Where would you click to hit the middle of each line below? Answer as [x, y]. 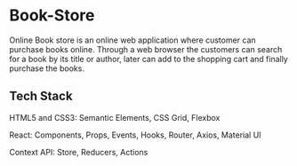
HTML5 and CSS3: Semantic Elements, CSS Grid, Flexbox [115, 117]
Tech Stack [41, 96]
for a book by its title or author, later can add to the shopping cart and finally [149, 59]
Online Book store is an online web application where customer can [132, 40]
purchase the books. [47, 68]
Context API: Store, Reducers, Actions [79, 152]
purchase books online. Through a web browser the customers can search [146, 49]
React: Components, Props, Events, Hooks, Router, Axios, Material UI [135, 135]
